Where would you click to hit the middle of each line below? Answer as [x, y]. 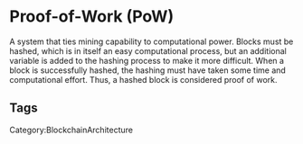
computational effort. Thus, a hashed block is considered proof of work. [143, 79]
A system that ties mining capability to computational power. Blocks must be [151, 41]
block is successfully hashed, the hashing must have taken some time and [148, 70]
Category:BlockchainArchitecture [71, 130]
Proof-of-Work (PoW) [92, 17]
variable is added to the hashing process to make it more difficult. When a [147, 60]
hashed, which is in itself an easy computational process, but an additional [148, 50]
